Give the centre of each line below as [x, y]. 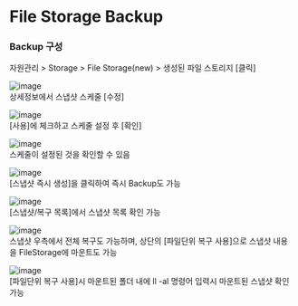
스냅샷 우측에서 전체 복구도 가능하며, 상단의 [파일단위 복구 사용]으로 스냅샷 [140, 241]
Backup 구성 [36, 47]
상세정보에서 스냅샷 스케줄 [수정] [67, 97]
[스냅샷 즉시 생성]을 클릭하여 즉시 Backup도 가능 [95, 184]
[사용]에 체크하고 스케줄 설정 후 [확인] [76, 126]
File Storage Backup [87, 17]
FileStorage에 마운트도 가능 [68, 253]
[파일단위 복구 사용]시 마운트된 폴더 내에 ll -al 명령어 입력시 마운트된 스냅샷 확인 [149, 282]
